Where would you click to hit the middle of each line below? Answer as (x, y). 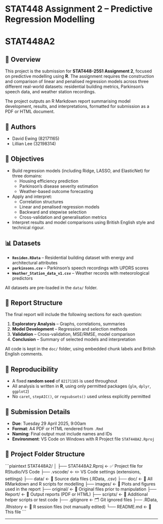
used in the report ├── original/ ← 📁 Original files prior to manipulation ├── (81, 489)
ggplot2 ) (21, 391)
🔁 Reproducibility (32, 369)
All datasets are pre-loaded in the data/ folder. (51, 287)
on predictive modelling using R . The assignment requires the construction (80, 76)
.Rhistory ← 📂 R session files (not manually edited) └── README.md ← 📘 (78, 507)
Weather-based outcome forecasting (56, 191)
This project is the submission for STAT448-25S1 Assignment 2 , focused (78, 71)
